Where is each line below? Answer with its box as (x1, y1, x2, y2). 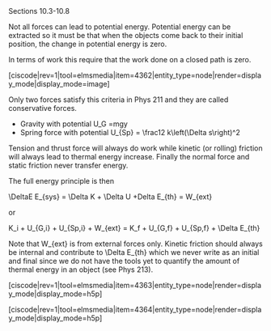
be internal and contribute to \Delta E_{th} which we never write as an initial (8, 248, 260, 257)
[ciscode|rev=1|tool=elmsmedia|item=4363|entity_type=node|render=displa (8, 281, 261, 290)
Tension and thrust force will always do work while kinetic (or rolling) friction (8, 143, 263, 153)
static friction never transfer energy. (8, 160, 129, 170)
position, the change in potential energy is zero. (8, 39, 167, 49)
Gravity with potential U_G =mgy (19, 119, 128, 129)
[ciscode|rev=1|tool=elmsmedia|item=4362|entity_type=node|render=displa (8, 70, 261, 80)
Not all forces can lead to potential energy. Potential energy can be (8, 22, 231, 32)
